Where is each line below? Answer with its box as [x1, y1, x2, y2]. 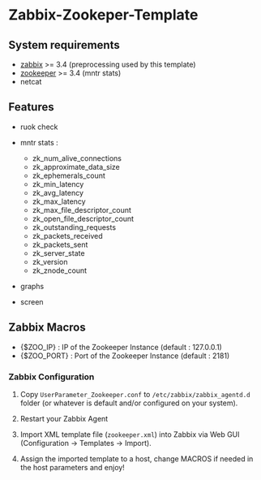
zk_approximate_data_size [32, 162, 120, 171]
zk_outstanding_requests [32, 222, 116, 232]
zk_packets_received [32, 231, 103, 240]
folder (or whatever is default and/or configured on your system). [19, 398, 238, 408]
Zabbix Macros [8, 321, 87, 335]
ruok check [19, 122, 58, 132]
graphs [19, 281, 45, 291]
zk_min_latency [32, 179, 84, 188]
